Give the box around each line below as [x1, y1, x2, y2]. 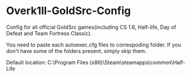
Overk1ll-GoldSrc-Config [6, 4, 131, 18]
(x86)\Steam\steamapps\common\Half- [89, 59, 186, 66]
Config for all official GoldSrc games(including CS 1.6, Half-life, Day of [6, 24, 176, 31]
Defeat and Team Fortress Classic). [6, 29, 92, 36]
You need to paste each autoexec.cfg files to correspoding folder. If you [6, 41, 182, 48]
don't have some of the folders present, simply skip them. [6, 47, 147, 54]
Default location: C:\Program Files [6, 59, 89, 66]
